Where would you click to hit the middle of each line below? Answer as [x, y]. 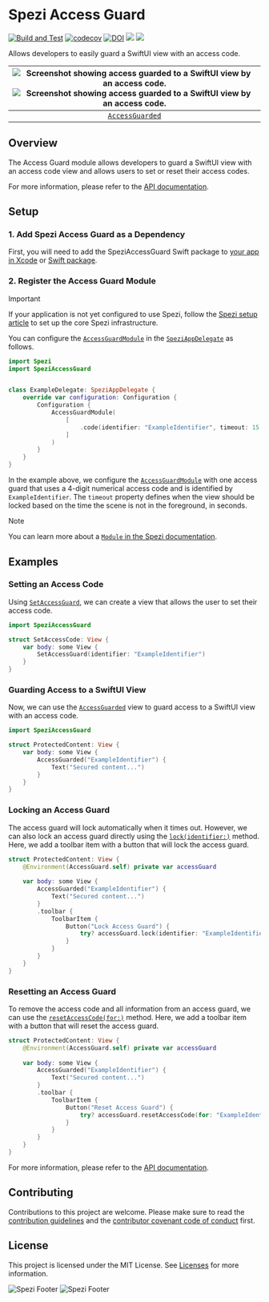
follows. [21, 347]
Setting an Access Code [56, 585]
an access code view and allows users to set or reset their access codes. [129, 171]
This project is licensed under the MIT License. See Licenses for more [124, 1265]
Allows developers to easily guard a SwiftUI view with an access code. [124, 53]
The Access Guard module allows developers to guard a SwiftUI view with [130, 163]
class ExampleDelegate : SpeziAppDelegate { [82, 390]
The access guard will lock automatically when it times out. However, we [128, 827]
